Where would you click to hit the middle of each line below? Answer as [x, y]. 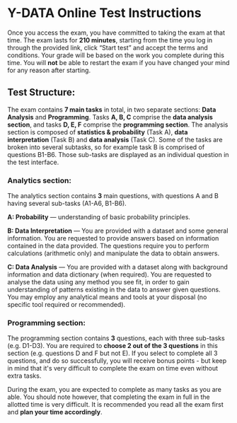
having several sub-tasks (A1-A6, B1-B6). [67, 204]
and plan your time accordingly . [55, 412]
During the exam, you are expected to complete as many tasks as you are [114, 390]
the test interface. [33, 162]
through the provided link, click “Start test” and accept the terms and [108, 47]
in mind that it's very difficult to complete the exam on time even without [112, 369]
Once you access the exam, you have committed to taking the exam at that [116, 33]
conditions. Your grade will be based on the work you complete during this [116, 55]
